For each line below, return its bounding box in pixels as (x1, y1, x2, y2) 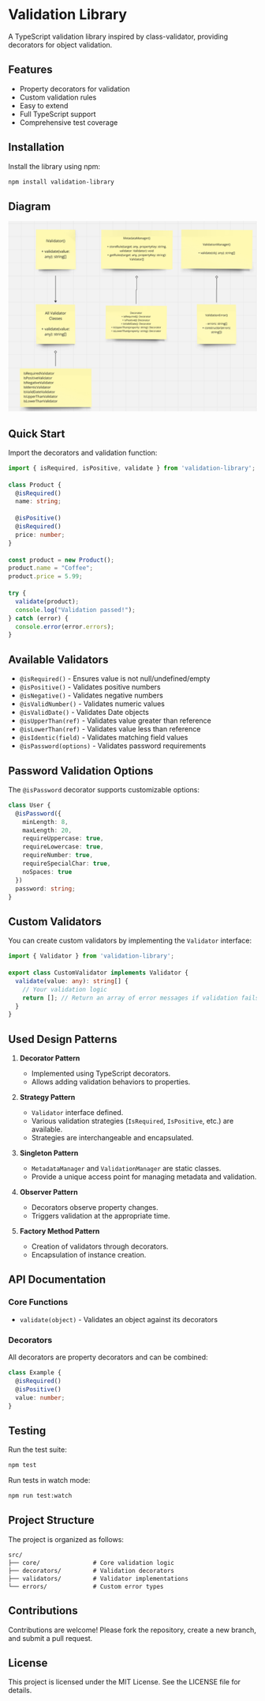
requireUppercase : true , (22, 834, 104, 843)
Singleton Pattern (19, 1148, 79, 1158)
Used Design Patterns (8, 1032, 118, 1045)
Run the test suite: (8, 1445, 67, 1454)
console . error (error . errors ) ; (15, 622, 114, 630)
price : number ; (15, 531, 65, 539)
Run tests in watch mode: (8, 1476, 91, 1485)
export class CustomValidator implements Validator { (8, 969, 189, 977)
